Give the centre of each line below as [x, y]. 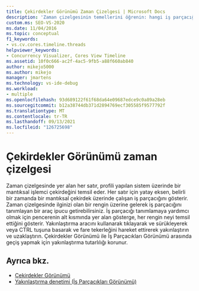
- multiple [20, 94]
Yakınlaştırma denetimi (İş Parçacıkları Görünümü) [76, 282]
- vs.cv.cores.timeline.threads [46, 45]
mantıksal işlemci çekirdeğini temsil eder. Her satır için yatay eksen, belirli [96, 192]
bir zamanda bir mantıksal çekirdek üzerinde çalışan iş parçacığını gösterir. [97, 198]
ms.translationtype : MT [36, 111]
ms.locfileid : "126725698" [39, 127]
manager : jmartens [29, 78]
